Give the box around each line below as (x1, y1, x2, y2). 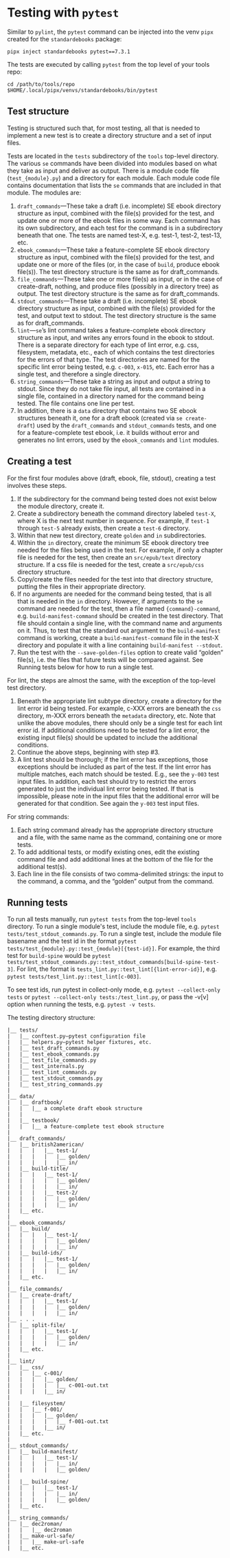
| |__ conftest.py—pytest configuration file (7, 1033, 146, 1040)
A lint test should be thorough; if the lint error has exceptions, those (16, 755, 208, 763)
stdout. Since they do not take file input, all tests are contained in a (16, 384, 206, 393)
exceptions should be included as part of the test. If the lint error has (16, 762, 211, 771)
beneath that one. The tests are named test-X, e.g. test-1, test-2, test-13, (16, 231, 222, 239)
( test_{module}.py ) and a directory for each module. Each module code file (7, 173, 220, 182)
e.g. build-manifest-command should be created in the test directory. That (16, 611, 223, 620)
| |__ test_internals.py (7, 1063, 84, 1070)
